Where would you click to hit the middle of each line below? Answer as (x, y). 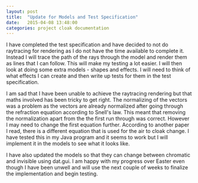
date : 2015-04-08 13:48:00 (42, 22)
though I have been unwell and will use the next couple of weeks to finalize (97, 168)
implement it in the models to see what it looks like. (68, 144)
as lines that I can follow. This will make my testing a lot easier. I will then (94, 64)
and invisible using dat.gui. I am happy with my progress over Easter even (95, 161)
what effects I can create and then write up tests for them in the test (89, 76)
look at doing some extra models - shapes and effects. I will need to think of (98, 70)
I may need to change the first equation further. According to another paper (98, 125)
